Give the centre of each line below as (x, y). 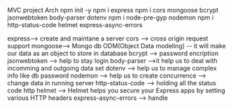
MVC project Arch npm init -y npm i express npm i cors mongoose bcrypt (113, 10)
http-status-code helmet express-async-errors (75, 25)
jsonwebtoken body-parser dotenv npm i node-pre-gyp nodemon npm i (111, 17)
